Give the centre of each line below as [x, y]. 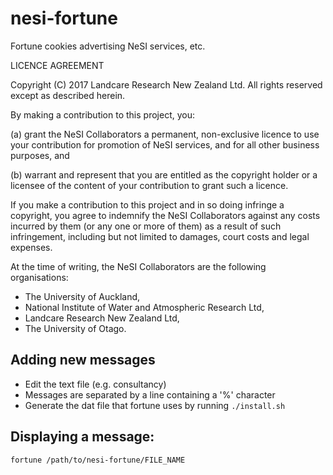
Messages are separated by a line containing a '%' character [150, 394]
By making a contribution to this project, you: [102, 114]
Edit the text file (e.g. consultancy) [95, 384]
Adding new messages [83, 360]
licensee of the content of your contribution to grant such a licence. [149, 185]
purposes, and [40, 155]
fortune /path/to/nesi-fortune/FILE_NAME [98, 460]
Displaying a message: [82, 437]
